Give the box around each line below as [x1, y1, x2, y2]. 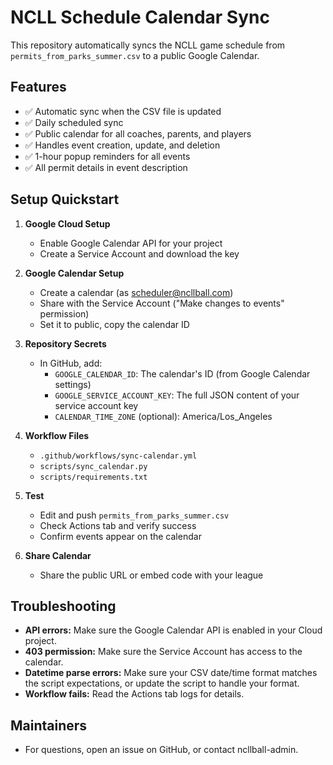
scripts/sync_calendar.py [39, 461, 148, 471]
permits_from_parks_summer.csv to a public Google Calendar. [10, 49, 260, 61]
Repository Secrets [24, 337, 107, 350]
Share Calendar [24, 549, 92, 561]
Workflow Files [24, 429, 90, 441]
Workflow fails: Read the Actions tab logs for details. [24, 688, 245, 700]
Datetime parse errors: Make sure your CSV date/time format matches [24, 667, 318, 679]
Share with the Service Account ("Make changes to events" [39, 297, 285, 309]
